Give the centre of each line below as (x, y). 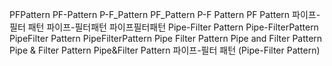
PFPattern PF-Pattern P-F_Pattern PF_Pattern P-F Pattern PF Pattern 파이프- (165, 14)
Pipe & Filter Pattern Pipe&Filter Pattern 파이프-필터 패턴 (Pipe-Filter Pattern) (165, 50)
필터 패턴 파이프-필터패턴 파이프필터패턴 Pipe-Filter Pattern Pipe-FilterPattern (164, 27)
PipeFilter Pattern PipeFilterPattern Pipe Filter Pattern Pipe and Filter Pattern (166, 38)
